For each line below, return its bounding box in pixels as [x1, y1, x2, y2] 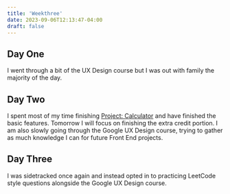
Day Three [7, 154, 53, 165]
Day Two [7, 93, 45, 105]
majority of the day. [7, 73, 62, 82]
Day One [7, 48, 45, 60]
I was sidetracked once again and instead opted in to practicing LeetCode [7, 171, 216, 180]
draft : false [7, 23, 45, 29]
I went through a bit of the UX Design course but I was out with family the [7, 66, 215, 75]
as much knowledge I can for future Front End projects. [7, 134, 163, 141]
